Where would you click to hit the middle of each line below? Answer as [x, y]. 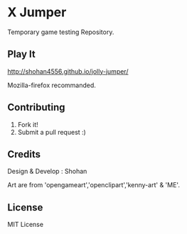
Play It [21, 54]
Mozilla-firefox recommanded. [52, 85]
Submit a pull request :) [52, 132]
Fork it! [28, 124]
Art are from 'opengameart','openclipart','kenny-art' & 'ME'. [93, 185]
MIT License [26, 225]
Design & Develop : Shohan [47, 172]
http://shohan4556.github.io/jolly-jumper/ [68, 71]
